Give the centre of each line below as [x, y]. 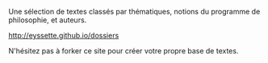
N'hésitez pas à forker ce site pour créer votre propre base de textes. [124, 51]
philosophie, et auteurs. [48, 20]
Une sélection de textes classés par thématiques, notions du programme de [134, 12]
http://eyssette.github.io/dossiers [64, 35]
